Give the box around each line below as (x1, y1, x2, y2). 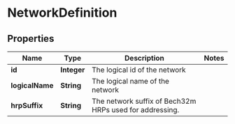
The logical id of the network (92, 65, 187, 75)
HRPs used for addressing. (92, 105, 180, 114)
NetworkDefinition (7, 5, 117, 21)
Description (124, 54, 164, 63)
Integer (60, 65, 85, 75)
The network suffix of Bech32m (92, 96, 197, 106)
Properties (7, 33, 55, 45)
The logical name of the (92, 77, 170, 86)
